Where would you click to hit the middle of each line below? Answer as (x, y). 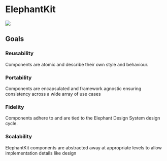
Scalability (19, 137)
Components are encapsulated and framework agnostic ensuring (73, 88)
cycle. (11, 124)
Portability (19, 77)
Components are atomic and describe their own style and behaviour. (77, 64)
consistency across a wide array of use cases (53, 94)
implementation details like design (41, 153)
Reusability (20, 53)
